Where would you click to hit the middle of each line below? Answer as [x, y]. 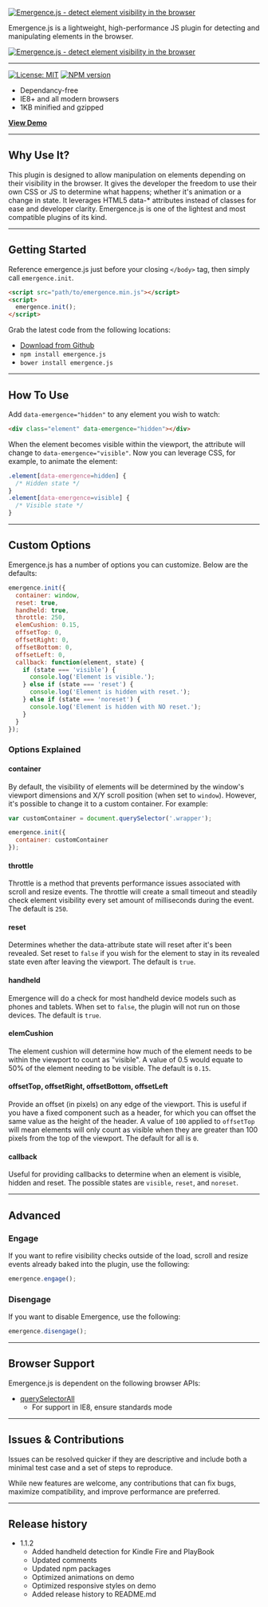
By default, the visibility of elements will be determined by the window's [126, 786]
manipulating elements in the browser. [71, 36]
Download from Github [57, 346]
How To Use [39, 395]
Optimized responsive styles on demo [94, 1586]
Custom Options [50, 545]
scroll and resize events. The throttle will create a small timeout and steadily [133, 892]
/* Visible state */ [49, 506]
